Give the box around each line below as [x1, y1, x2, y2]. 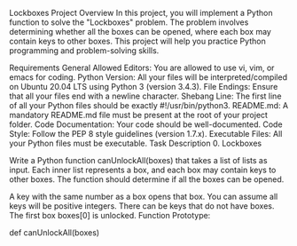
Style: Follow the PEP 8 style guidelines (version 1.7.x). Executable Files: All [9, 129, 283, 139]
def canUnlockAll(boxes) [9, 227, 100, 238]
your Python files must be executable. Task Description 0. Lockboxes [9, 138, 262, 148]
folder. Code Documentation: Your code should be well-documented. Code [9, 119, 283, 130]
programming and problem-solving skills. [9, 45, 160, 56]
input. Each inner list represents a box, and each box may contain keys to [9, 164, 277, 175]
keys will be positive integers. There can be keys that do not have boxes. [9, 201, 275, 211]
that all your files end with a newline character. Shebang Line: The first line [9, 91, 282, 101]
